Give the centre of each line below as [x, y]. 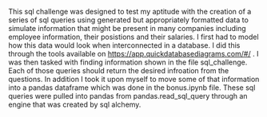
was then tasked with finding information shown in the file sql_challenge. [128, 62]
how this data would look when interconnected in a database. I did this [124, 45]
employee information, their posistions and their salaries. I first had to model [133, 37]
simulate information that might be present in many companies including [127, 28]
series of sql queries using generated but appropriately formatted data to [129, 20]
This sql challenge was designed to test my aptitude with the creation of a [130, 12]
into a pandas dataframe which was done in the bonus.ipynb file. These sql [132, 88]
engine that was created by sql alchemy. [75, 104]
